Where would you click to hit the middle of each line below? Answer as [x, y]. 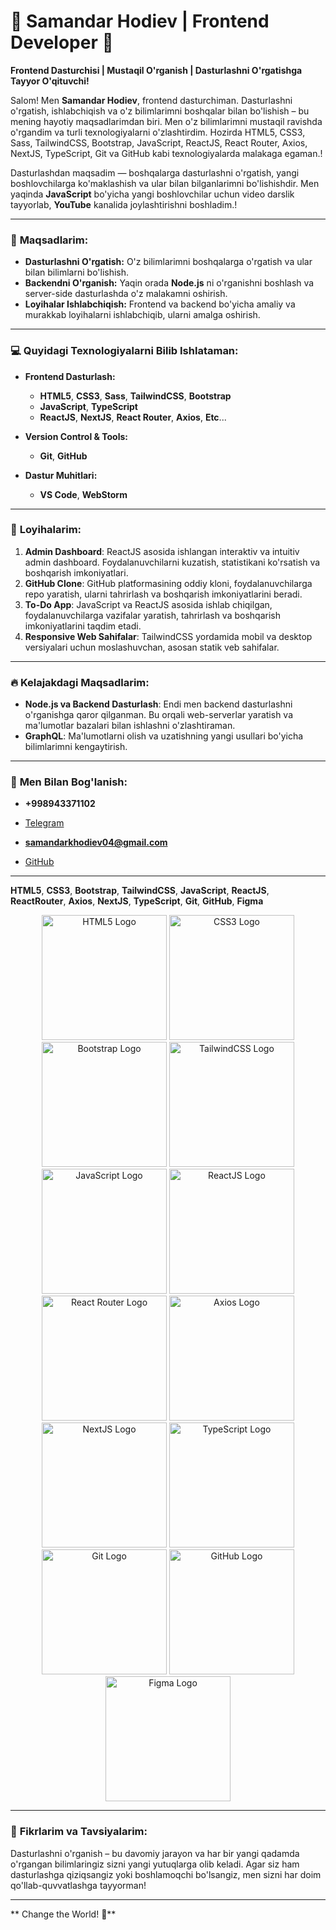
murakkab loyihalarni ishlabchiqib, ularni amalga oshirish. [142, 315]
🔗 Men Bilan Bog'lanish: [69, 782]
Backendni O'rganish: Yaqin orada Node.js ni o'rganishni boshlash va [169, 283]
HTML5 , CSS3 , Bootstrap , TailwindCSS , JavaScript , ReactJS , [140, 891]
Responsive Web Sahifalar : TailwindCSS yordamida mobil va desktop [168, 636]
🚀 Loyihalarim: [46, 530]
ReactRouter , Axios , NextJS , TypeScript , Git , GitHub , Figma [137, 901]
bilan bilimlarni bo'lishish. [77, 272]
